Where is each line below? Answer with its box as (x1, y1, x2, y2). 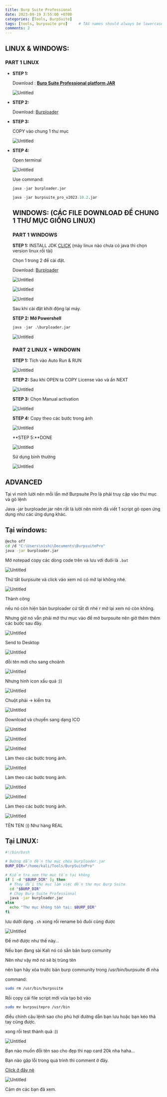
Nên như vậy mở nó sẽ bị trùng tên (5, 957, 76, 963)
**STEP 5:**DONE (12, 434, 53, 440)
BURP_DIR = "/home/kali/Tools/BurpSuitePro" (5, 863, 94, 869)
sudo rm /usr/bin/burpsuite (5, 986, 64, 991)
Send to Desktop (5, 639, 40, 645)
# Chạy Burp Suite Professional (9, 891, 77, 896)
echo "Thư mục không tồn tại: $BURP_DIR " (9, 905, 97, 910)
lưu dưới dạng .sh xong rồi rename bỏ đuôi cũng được (5, 918, 116, 925)
